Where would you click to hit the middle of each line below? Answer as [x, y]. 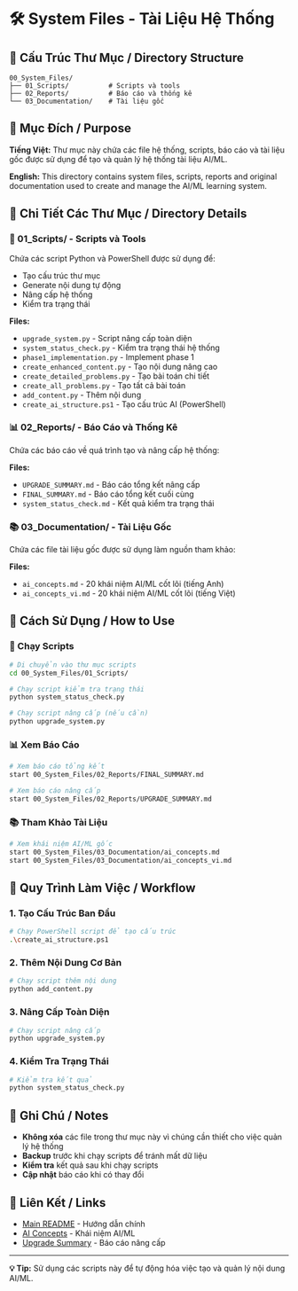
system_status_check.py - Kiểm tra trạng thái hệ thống [121, 348]
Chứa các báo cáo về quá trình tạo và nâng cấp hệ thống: [114, 450]
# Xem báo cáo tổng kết [57, 767]
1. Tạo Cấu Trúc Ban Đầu [63, 913]
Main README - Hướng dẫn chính [84, 1224]
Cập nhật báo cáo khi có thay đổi [83, 1175]
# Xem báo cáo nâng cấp [55, 791]
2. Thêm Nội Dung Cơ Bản [66, 963]
